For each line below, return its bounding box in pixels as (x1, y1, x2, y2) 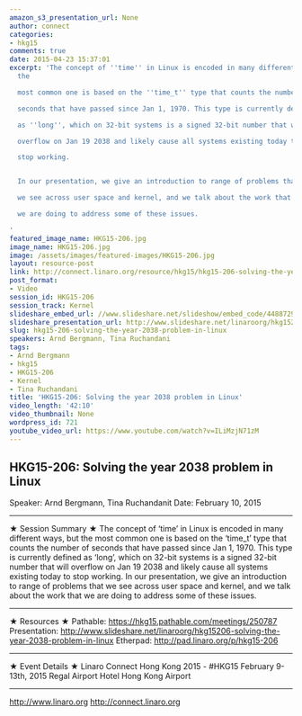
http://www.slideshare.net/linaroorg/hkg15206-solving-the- (60, 626, 280, 637)
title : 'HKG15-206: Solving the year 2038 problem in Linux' (9, 393, 244, 402)
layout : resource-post (9, 259, 94, 268)
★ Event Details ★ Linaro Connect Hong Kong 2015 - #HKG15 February (9, 661, 274, 672)
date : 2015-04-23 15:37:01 (9, 55, 111, 64)
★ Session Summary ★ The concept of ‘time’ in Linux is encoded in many (9, 524, 284, 534)
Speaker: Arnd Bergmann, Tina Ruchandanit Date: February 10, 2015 (9, 497, 262, 508)
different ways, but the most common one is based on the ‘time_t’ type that (9, 533, 288, 544)
